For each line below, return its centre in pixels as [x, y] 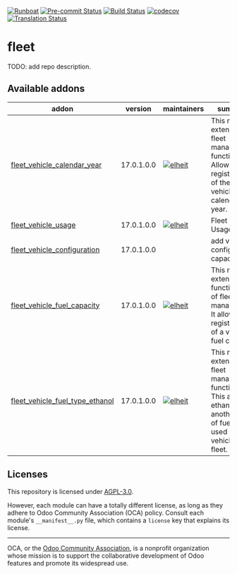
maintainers [183, 108]
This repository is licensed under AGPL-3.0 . [71, 491]
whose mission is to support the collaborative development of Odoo [106, 556]
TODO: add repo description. [49, 66]
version [138, 108]
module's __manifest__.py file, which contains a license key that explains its [119, 520]
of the [220, 182]
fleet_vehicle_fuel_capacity [55, 305]
